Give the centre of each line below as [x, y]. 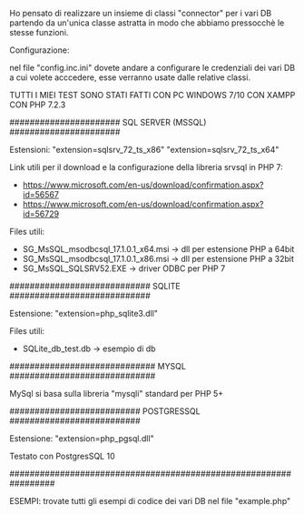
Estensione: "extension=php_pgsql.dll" [82, 439]
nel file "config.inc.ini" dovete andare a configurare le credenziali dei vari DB [152, 68]
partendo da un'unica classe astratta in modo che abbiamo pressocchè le [147, 23]
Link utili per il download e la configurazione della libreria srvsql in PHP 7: [146, 167]
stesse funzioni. [39, 32]
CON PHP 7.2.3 [38, 105]
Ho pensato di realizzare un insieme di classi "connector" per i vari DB [141, 13]
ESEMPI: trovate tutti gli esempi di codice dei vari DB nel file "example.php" [150, 501]
